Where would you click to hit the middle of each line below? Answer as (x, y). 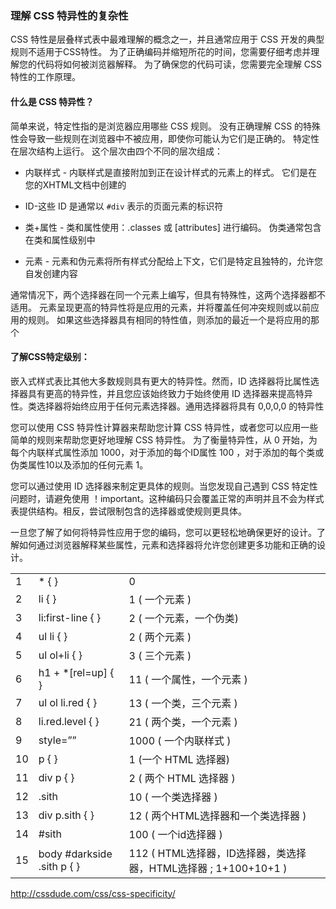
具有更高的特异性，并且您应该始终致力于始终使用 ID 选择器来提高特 (166, 393)
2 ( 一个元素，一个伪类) (184, 618)
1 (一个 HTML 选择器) (179, 759)
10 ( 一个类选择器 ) (173, 797)
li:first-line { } (70, 617)
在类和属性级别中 (60, 239)
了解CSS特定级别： (50, 357)
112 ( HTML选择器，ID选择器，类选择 (217, 853)
